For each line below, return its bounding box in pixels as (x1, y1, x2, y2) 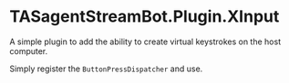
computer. (9, 45, 48, 56)
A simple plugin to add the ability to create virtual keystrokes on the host (9, 36, 281, 47)
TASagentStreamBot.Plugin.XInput (9, 6, 280, 27)
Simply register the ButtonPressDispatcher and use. (9, 63, 203, 74)
